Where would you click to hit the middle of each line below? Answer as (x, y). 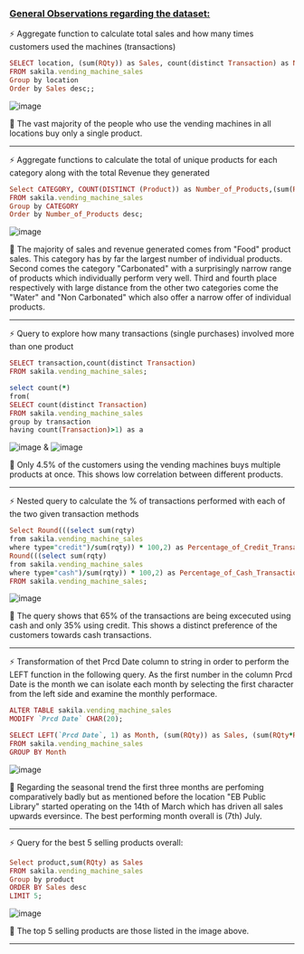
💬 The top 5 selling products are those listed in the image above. (129, 931)
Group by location (44, 81)
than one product (42, 347)
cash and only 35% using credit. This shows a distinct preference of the (143, 625)
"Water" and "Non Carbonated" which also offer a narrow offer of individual (150, 298)
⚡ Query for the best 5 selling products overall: (96, 842)
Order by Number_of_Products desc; (76, 215)
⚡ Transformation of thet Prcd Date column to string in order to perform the (149, 662)
